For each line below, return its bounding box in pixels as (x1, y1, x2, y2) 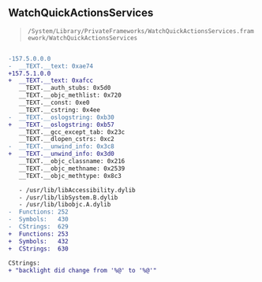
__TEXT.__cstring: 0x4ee (18, 106, 101, 113)
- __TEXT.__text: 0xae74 (8, 62, 93, 70)
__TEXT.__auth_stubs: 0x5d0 (18, 84, 111, 92)
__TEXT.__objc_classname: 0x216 (18, 158, 125, 165)
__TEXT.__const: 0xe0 (18, 98, 90, 107)
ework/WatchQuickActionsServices (27, 34, 138, 42)
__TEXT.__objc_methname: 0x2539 (18, 165, 125, 173)
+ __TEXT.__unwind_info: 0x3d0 (8, 150, 114, 158)
